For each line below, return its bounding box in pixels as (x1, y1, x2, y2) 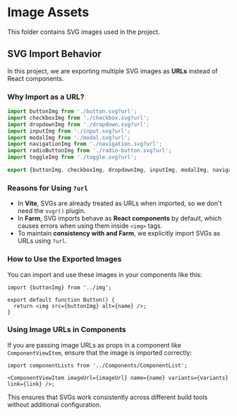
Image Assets (7, 4, 90, 20)
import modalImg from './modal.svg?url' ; (7, 134, 131, 141)
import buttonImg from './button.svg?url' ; (7, 108, 138, 115)
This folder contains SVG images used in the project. (7, 27, 160, 36)
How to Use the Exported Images (7, 255, 122, 264)
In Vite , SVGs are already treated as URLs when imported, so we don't (17, 199, 222, 208)
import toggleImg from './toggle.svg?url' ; (7, 154, 138, 161)
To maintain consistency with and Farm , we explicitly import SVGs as (17, 229, 221, 238)
